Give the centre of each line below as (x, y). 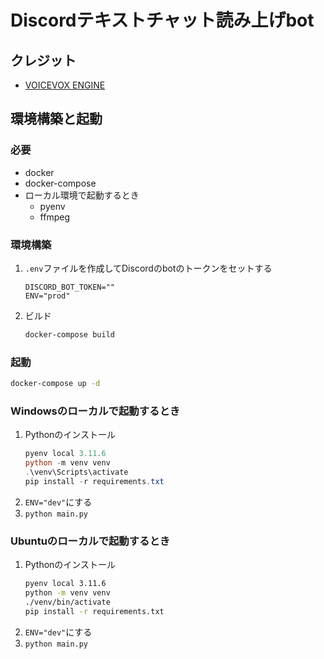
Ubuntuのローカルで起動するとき (90, 541)
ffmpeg (54, 217)
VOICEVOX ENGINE (65, 85)
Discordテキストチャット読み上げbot (162, 20)
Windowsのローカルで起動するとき (95, 411)
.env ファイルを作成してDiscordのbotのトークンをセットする (148, 268)
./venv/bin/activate (67, 602)
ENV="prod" (47, 296)
